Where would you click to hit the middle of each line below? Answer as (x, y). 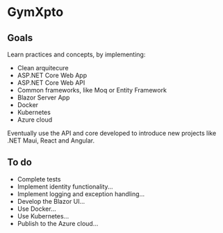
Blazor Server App (43, 97)
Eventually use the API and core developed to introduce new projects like (112, 133)
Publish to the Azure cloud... (58, 223)
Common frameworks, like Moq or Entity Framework (92, 90)
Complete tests (39, 179)
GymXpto (35, 12)
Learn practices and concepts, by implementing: (76, 54)
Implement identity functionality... (65, 186)
